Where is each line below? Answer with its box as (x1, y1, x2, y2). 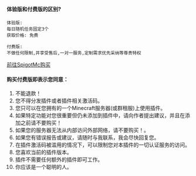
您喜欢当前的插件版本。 (15, 149, 72, 156)
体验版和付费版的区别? (6, 5, 61, 12)
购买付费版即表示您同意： (6, 75, 69, 82)
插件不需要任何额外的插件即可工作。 (15, 156, 103, 163)
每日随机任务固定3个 (6, 26, 49, 32)
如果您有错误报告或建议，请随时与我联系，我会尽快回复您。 (15, 134, 160, 141)
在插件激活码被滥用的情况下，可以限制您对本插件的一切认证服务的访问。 (15, 141, 190, 148)
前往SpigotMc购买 (6, 61, 51, 68)
